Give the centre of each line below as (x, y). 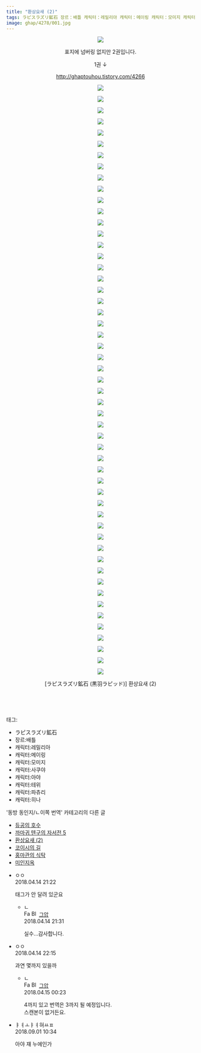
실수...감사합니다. (44, 934)
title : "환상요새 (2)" (32, 12)
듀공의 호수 (28, 825)
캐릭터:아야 (28, 777)
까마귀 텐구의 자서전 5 (40, 833)
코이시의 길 (28, 848)
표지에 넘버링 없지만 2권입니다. (100, 52)
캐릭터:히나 (28, 800)
